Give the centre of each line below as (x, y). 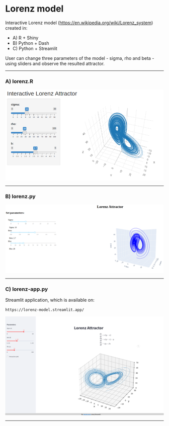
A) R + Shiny (25, 38)
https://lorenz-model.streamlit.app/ (45, 310)
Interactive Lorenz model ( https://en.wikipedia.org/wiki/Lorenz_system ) (79, 23)
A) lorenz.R (19, 81)
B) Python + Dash (31, 43)
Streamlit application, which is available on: (50, 300)
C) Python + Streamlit (35, 48)
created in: (16, 28)
